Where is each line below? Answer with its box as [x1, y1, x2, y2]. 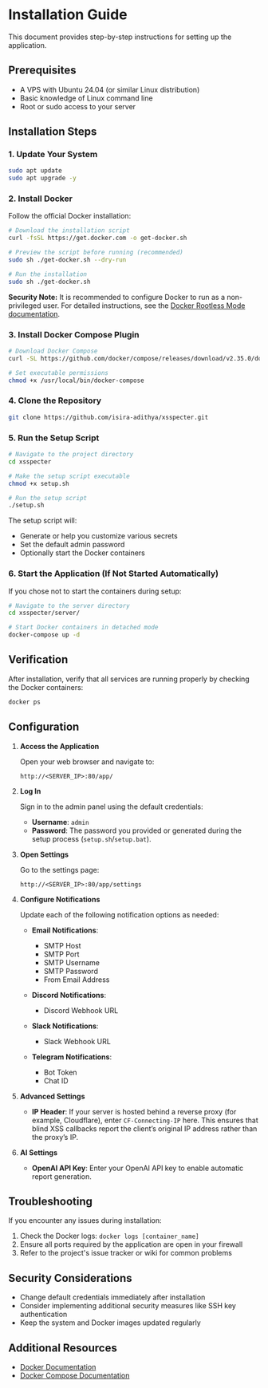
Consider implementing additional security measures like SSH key [19, 1301, 237, 1311]
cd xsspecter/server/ [8, 609, 81, 617]
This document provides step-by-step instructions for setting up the [8, 32, 232, 41]
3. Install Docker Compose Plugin [8, 329, 140, 340]
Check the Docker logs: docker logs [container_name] [19, 1231, 199, 1241]
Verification [8, 653, 69, 667]
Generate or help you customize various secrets [19, 531, 178, 541]
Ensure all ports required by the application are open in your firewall [19, 1240, 243, 1249]
